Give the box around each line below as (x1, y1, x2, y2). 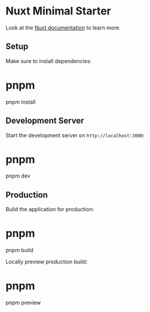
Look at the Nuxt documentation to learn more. (5, 24, 121, 31)
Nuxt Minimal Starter (5, 4, 112, 18)
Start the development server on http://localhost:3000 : (5, 131, 145, 139)
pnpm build (5, 247, 33, 254)
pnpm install (5, 98, 36, 106)
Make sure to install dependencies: (5, 57, 92, 64)
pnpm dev (5, 172, 30, 179)
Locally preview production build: (5, 258, 88, 265)
